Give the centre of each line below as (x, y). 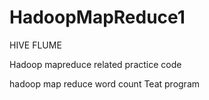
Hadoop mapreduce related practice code (95, 64)
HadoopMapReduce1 (97, 17)
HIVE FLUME (35, 45)
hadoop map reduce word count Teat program (105, 83)
